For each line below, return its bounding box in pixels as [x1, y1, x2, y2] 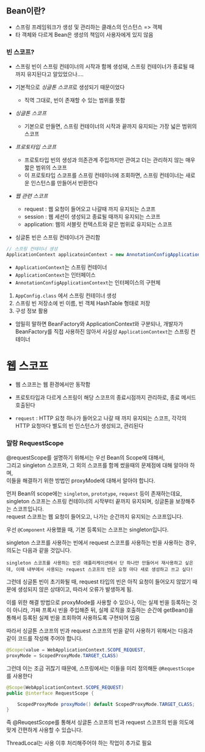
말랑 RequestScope [6, 439, 64, 447]
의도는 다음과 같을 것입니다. [6, 547, 72, 554]
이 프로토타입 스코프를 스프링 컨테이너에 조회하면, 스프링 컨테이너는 [24, 172, 184, 179]
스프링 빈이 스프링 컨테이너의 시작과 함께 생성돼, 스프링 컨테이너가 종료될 [15, 63, 188, 70]
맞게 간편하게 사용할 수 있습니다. [6, 726, 84, 734]
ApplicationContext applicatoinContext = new [6, 251, 124, 257]
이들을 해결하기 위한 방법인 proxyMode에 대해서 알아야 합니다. [6, 477, 156, 484]
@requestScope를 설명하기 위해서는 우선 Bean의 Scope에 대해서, [6, 454, 165, 461]
